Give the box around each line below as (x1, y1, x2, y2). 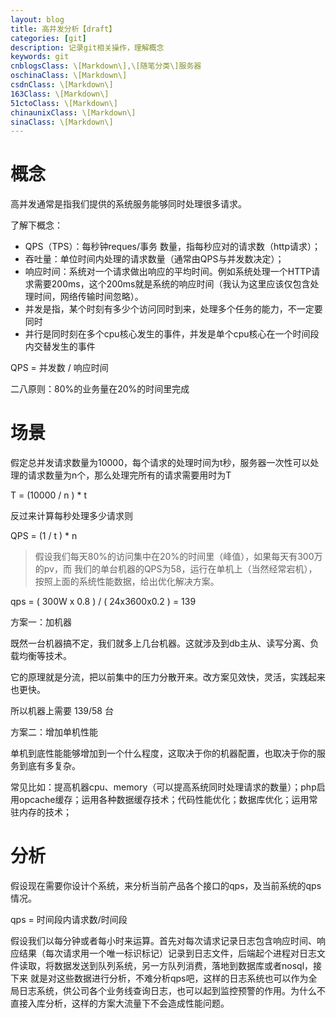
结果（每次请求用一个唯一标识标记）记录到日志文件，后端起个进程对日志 (18, 947, 317, 960)
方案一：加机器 (10, 616, 72, 628)
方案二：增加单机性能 (10, 726, 98, 738)
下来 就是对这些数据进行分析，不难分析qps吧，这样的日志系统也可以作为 (10, 972, 309, 985)
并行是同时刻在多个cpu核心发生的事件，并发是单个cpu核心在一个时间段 (24, 328, 320, 340)
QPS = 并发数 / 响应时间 (10, 362, 109, 374)
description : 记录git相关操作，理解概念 (10, 42, 165, 53)
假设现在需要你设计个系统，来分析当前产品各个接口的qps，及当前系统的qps (10, 880, 322, 892)
